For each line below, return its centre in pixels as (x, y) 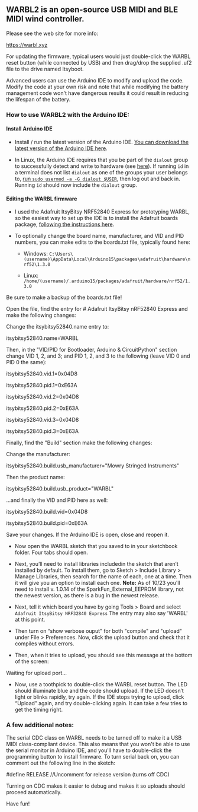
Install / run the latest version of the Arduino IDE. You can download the (102, 142)
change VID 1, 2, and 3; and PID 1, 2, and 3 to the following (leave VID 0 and (98, 356)
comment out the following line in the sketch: (61, 763)
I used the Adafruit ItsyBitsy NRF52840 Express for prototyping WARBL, (102, 212)
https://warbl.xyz (27, 44)
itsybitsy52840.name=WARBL (42, 338)
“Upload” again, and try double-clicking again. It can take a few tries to (101, 703)
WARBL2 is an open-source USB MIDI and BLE (92, 10)
